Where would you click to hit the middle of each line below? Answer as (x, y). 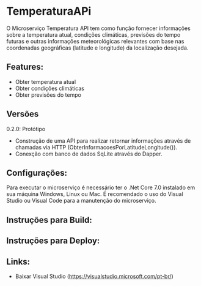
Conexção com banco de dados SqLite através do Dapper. (89, 154)
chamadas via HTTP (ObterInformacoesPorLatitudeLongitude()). (96, 147)
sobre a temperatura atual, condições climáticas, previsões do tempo (93, 34)
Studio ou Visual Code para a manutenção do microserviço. (81, 201)
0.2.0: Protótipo (26, 129)
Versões (23, 114)
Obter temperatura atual (46, 81)
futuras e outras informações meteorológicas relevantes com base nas (95, 41)
